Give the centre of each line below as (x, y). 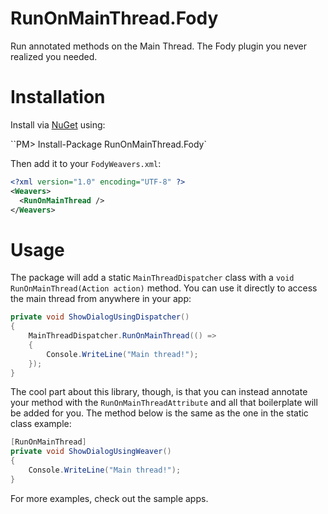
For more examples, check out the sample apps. (109, 498)
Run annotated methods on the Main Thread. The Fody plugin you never (159, 46)
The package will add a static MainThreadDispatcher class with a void (152, 278)
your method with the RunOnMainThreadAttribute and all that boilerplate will (164, 403)
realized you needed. (54, 56)
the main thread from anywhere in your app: (101, 299)
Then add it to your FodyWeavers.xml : (86, 163)
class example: (41, 424)
